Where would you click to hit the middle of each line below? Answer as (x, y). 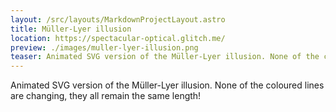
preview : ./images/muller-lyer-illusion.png (104, 47)
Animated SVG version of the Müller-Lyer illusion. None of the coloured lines (167, 85)
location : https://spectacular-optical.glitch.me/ (118, 38)
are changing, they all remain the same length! (106, 96)
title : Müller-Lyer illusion (71, 29)
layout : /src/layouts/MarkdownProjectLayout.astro (118, 19)
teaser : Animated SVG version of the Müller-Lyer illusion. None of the (165, 57)
